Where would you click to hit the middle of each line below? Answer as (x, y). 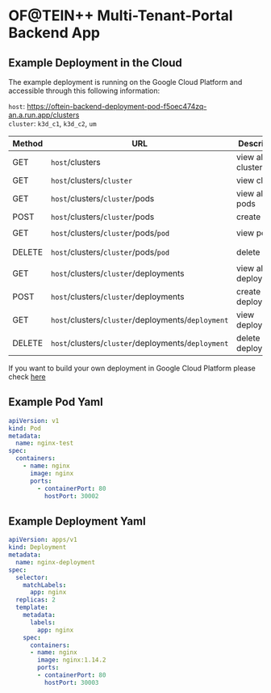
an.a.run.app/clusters (44, 115)
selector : (32, 577)
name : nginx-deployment (55, 562)
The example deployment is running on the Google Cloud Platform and (125, 82)
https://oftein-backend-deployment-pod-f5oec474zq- (117, 106)
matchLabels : (45, 585)
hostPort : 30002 (71, 496)
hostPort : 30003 (71, 682)
